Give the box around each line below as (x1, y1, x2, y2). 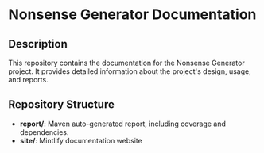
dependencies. (19, 127, 69, 136)
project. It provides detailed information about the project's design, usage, (8, 67, 252, 76)
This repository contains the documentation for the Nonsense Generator (8, 58, 245, 67)
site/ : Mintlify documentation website (19, 136, 143, 145)
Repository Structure (8, 98, 115, 112)
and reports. (8, 75, 49, 84)
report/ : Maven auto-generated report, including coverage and (19, 119, 227, 128)
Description (8, 37, 68, 51)
